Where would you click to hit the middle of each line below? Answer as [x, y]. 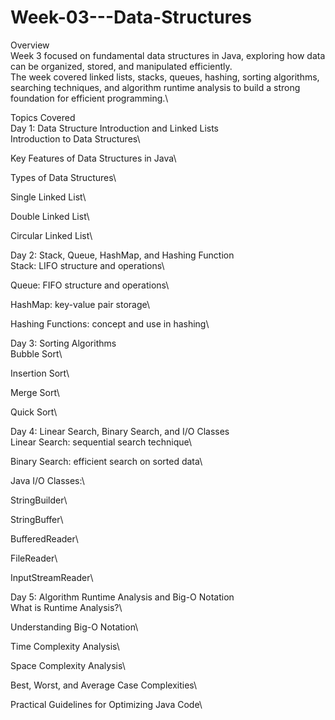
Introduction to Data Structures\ [75, 138]
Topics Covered [43, 117]
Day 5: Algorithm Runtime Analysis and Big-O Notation [122, 597]
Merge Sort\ [35, 392]
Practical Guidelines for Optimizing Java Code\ [106, 704]
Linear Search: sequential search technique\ [101, 442]
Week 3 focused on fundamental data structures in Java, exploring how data [168, 55]
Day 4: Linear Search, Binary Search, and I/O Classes [120, 431]
